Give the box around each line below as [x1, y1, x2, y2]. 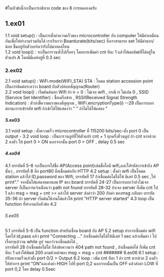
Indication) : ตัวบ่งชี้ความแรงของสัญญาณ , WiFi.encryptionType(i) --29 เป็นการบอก [5, 100, 154, 106]
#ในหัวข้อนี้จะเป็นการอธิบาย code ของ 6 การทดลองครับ [5, 5, 97, 11]
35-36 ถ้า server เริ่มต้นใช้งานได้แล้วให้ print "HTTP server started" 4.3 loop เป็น [5, 196, 154, 202]
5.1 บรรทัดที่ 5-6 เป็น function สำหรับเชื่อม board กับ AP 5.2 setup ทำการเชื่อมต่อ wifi [5, 228, 156, 234]
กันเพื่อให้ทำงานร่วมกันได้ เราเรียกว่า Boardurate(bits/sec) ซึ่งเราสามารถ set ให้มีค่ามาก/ [5, 38, 154, 44]
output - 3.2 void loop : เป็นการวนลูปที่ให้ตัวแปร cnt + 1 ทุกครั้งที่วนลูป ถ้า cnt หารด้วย [5, 133, 156, 139]
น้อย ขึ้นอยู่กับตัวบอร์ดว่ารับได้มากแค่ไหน [5, 43, 70, 49]
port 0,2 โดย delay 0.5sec [5, 266, 56, 272]
